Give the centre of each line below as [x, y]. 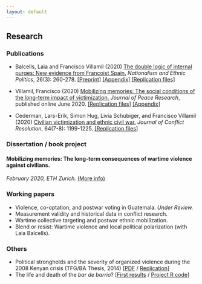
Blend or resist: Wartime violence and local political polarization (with [101, 227]
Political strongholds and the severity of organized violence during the [103, 262]
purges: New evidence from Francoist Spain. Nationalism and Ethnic [100, 73]
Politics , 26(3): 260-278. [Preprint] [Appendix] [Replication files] [95, 80]
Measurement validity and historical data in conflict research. [91, 214]
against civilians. [28, 165]
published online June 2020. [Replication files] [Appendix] [87, 104]
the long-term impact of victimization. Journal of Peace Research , [97, 98]
